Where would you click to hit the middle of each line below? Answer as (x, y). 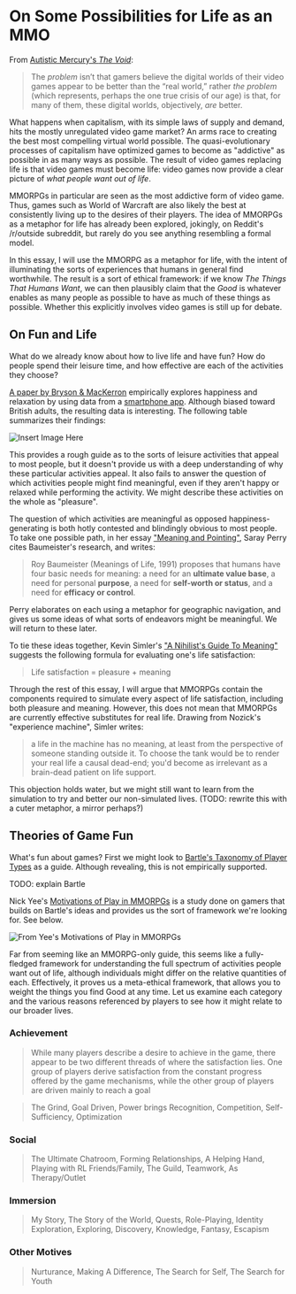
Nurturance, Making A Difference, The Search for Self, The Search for (158, 1271)
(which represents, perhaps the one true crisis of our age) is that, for (156, 96)
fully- (254, 954)
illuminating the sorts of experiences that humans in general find (126, 269)
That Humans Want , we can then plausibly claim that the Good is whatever (145, 288)
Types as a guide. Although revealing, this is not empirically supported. (138, 867)
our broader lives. (41, 1010)
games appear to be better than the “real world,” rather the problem (154, 86)
